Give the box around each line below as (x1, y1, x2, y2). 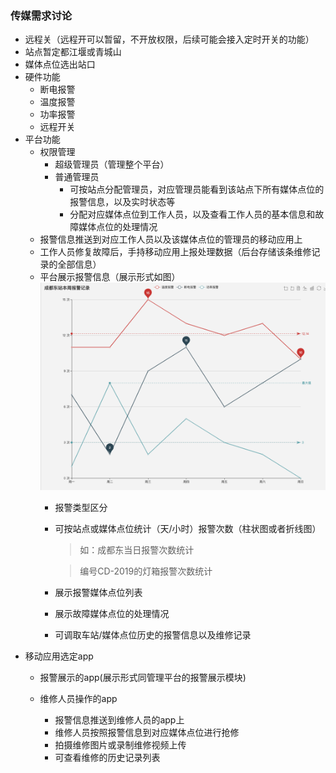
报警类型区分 (54, 501, 108, 513)
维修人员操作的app (39, 692, 118, 704)
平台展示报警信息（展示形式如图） (39, 271, 181, 283)
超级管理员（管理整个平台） (54, 158, 170, 171)
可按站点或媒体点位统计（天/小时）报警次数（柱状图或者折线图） (54, 522, 322, 534)
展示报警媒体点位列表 (54, 586, 143, 598)
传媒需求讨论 (10, 8, 73, 22)
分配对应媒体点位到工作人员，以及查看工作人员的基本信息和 (69, 208, 316, 221)
